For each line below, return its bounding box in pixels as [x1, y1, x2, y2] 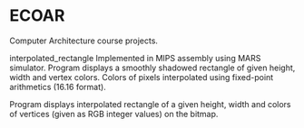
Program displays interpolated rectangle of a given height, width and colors [9, 98, 292, 109]
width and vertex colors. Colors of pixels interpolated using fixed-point [9, 71, 274, 82]
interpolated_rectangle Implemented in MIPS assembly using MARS [9, 52, 261, 63]
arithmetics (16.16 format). [9, 81, 106, 92]
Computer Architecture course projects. [9, 35, 159, 46]
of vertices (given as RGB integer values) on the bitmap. [9, 108, 219, 119]
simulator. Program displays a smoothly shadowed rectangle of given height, [9, 62, 296, 73]
